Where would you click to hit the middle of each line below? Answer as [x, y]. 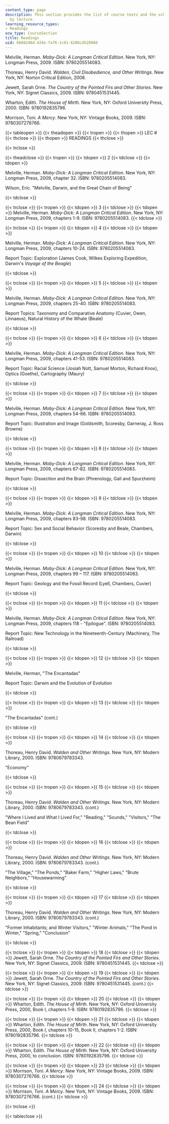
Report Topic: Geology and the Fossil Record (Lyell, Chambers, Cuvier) [78, 583]
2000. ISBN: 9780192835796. [36, 108]
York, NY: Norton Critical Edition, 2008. [46, 77]
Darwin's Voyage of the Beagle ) [38, 263]
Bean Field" [17, 823]
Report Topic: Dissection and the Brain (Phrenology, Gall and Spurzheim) [80, 478]
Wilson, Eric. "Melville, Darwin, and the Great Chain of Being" [69, 188]
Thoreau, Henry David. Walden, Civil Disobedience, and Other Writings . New [84, 72]
